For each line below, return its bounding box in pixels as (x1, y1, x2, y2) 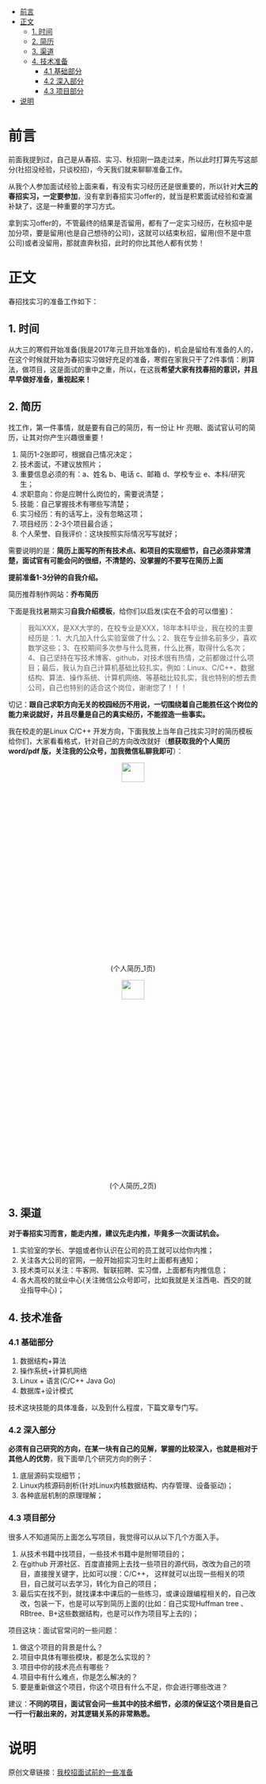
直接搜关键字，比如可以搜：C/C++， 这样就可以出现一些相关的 (33, 1569, 238, 1578)
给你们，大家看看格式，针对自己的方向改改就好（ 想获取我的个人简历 (8, 736, 230, 746)
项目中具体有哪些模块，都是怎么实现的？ (19, 1652, 152, 1662)
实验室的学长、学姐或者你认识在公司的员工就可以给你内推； (19, 1246, 215, 1255)
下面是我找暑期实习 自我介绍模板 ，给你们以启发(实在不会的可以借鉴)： (8, 606, 236, 615)
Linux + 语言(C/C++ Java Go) (19, 1376, 116, 1385)
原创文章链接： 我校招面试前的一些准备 (8, 1767, 133, 1777)
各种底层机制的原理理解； (19, 1491, 104, 1501)
